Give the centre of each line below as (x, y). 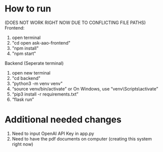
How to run (28, 9)
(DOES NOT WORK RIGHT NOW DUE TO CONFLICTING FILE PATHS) (75, 22)
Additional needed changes (63, 120)
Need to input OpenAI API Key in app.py (53, 133)
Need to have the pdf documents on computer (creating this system (82, 138)
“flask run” (23, 99)
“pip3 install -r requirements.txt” (45, 94)
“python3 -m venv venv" (37, 83)
